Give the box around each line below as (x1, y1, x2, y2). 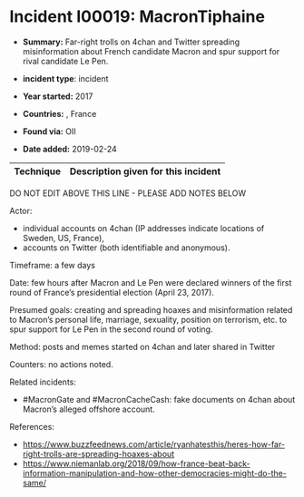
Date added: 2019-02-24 (22, 143, 118, 154)
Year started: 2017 (22, 91, 93, 102)
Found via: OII (22, 125, 76, 137)
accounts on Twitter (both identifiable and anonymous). (22, 242, 230, 253)
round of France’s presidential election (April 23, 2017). (9, 287, 215, 297)
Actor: (9, 205, 33, 216)
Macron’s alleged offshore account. (22, 404, 156, 414)
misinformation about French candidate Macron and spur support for (22, 45, 280, 56)
